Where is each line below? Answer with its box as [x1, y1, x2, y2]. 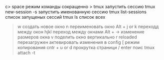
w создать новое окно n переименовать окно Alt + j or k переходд [17, 24, 159, 30]
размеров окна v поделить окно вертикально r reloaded [17, 34, 137, 40]
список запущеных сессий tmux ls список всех [5, 14, 106, 20]
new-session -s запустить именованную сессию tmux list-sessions [5, 9, 147, 15]
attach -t [17, 50, 35, 56]
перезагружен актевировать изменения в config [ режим [17, 39, 140, 45]
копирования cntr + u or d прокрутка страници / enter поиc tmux [17, 45, 155, 50]
